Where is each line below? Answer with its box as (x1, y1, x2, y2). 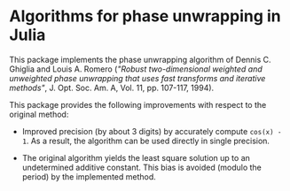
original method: (9, 109, 69, 119)
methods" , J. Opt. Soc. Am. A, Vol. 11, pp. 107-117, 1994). (9, 82, 215, 93)
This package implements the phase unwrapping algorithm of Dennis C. (9, 54, 272, 65)
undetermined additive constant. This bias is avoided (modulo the (21, 162, 262, 172)
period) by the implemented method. (21, 171, 157, 182)
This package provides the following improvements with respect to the (9, 99, 267, 110)
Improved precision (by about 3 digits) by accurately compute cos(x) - (21, 126, 282, 136)
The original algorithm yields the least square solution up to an (21, 152, 251, 163)
